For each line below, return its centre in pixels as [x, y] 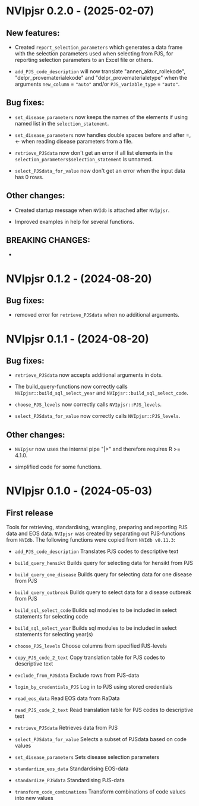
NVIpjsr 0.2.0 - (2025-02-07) [80, 11]
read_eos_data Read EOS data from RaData [67, 698]
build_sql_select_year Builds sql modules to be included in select [96, 628]
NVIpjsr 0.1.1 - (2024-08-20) [78, 339]
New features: [33, 33]
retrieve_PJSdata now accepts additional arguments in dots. [89, 375]
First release [30, 513]
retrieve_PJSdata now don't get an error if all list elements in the [94, 152]
